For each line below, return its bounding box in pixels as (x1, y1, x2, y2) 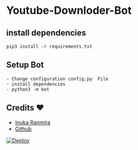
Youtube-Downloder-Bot (6, 4, 132, 17)
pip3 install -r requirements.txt (6, 43, 93, 49)
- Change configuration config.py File (6, 76, 109, 82)
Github (14, 125, 32, 133)
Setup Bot (6, 60, 44, 70)
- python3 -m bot (6, 86, 50, 92)
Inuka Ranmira (14, 119, 51, 126)
